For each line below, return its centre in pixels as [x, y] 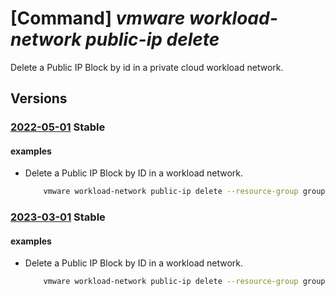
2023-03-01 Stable [58, 217]
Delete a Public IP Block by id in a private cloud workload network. [147, 67]
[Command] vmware [98, 18]
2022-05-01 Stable [58, 127]
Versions [39, 98]
